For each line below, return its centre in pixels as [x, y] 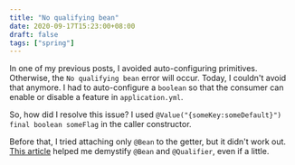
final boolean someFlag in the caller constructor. [100, 124]
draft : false [34, 34]
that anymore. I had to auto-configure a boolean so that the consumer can [147, 87]
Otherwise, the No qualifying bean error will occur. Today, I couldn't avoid [148, 78]
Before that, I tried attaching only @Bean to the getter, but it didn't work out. [148, 142]
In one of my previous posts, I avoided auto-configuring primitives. [133, 69]
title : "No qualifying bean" [64, 18]
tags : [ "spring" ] [42, 43]
